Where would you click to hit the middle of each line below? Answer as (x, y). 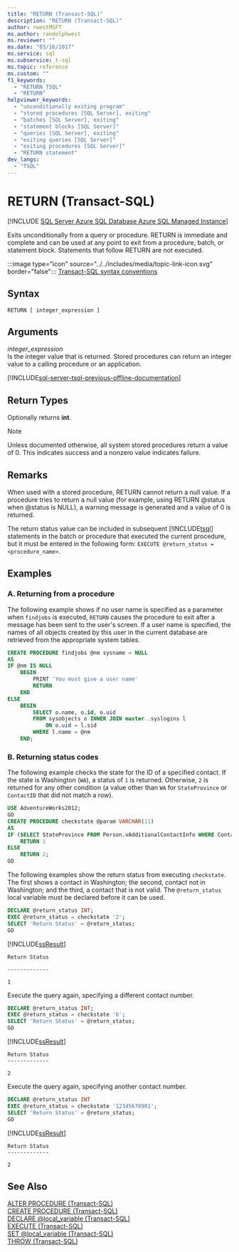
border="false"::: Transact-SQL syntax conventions (83, 271)
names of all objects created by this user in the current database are (107, 632)
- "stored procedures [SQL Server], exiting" (83, 113)
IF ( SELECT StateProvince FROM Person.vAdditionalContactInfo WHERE (111, 835)
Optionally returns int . (39, 418)
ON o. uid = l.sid (71, 726)
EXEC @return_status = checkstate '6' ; (67, 1015)
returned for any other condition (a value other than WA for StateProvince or (117, 788)
